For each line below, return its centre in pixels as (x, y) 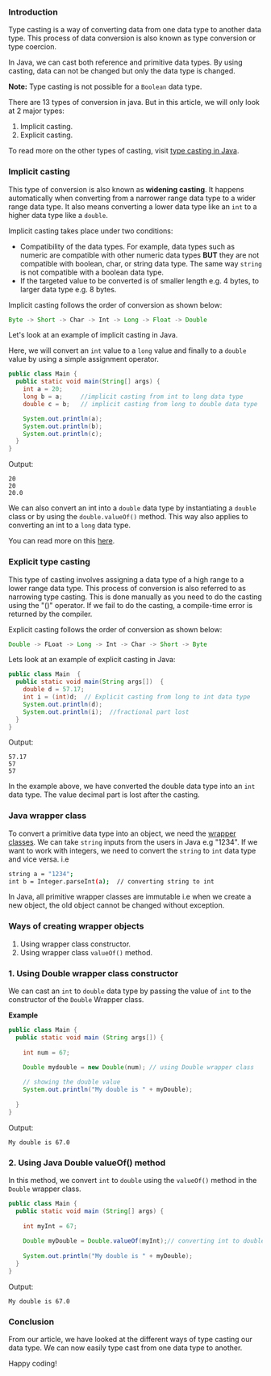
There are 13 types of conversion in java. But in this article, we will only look (134, 103)
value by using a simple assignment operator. (83, 359)
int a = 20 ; (43, 389)
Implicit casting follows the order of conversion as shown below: (115, 304)
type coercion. (33, 47)
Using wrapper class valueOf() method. (86, 952)
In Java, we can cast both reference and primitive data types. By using (126, 62)
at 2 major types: (36, 111)
